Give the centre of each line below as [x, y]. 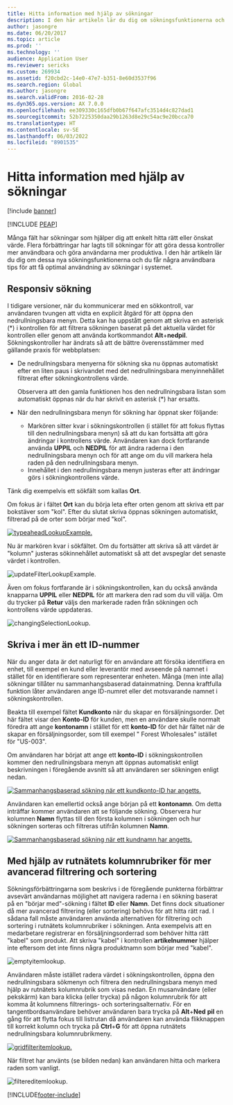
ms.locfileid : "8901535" [43, 143]
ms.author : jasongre [37, 91]
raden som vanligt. [34, 1068]
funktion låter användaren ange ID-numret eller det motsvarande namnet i [112, 691]
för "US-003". [27, 741]
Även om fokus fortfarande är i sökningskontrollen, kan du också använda [112, 588]
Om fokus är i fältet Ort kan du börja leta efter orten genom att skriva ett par [115, 504]
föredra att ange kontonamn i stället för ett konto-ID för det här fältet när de [116, 726]
